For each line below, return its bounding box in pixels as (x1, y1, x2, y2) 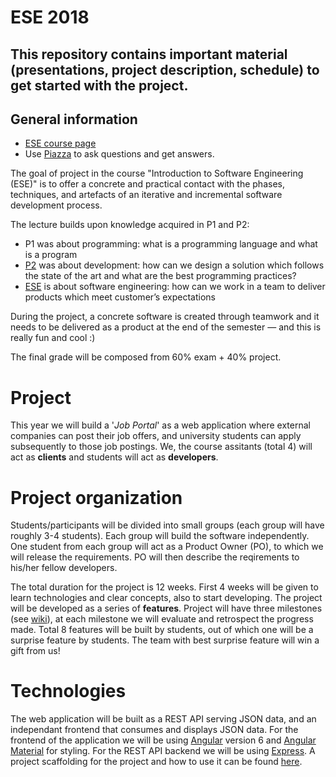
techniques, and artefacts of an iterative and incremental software (10, 189, 283, 201)
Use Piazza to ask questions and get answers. (24, 148, 215, 160)
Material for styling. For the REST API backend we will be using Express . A (10, 745, 316, 757)
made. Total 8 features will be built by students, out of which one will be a (10, 624, 314, 636)
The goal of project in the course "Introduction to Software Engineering (10, 167, 304, 180)
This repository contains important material (10, 46, 288, 63)
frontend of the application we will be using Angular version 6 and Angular (10, 734, 317, 746)
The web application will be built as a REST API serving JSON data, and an (10, 713, 317, 725)
